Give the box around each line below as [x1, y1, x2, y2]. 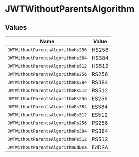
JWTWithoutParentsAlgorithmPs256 [7, 120, 87, 126]
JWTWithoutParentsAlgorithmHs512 [7, 63, 87, 69]
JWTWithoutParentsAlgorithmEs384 [7, 104, 87, 109]
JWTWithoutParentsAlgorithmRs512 [7, 88, 87, 93]
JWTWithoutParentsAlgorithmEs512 [7, 112, 87, 118]
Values [5, 23, 27, 32]
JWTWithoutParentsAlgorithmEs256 [7, 96, 87, 101]
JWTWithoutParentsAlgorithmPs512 [7, 136, 87, 142]
